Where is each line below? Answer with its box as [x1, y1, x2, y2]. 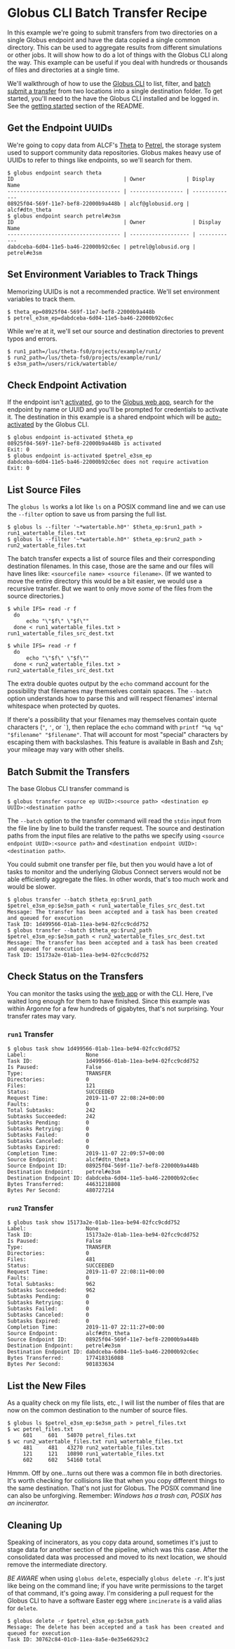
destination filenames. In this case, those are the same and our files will [7, 562, 214, 571]
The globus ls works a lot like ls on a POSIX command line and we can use [7, 503, 226, 511]
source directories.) [7, 592, 65, 600]
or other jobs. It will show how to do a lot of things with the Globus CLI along [7, 51, 228, 59]
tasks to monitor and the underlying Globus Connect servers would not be [7, 868, 222, 876]
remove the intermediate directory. [7, 1560, 107, 1569]
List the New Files [7, 1379, 86, 1391]
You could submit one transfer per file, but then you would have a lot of [7, 860, 213, 868]
